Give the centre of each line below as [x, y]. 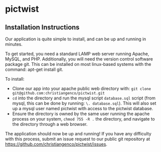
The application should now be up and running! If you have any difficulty [78, 134]
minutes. [14, 44]
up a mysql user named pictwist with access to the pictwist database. [82, 108]
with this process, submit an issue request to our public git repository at [78, 139]
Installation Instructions [42, 27]
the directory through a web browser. [50, 124]
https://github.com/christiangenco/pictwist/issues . [56, 144]
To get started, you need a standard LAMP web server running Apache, [77, 54]
